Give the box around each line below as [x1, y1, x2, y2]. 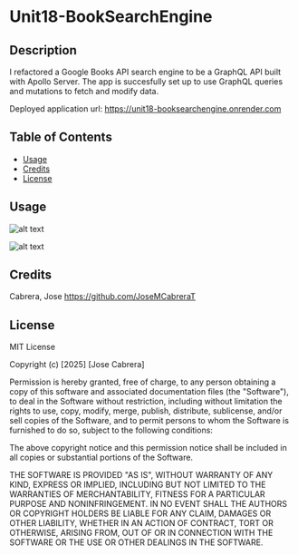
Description [9, 43, 77, 58]
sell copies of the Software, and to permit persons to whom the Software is [9, 415, 290, 426]
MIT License [9, 342, 56, 353]
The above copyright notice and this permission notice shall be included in [9, 443, 287, 453]
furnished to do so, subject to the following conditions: [9, 424, 213, 436]
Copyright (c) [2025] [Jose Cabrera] [9, 359, 145, 370]
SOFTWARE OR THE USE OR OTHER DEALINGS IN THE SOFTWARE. [9, 537, 264, 548]
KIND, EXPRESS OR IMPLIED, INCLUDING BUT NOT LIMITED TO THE [9, 479, 266, 491]
